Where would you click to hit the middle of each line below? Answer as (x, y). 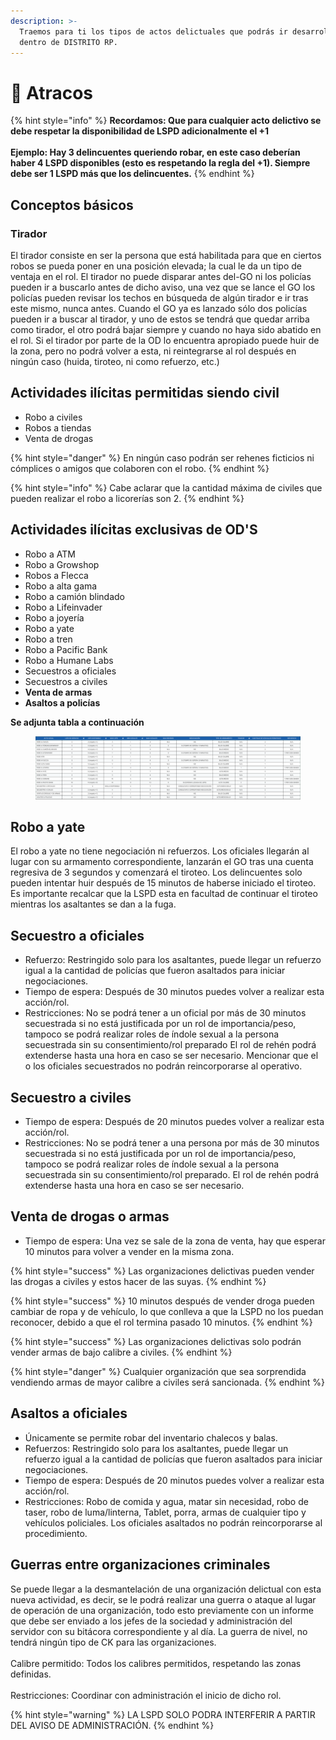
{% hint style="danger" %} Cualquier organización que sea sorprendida (158, 1371)
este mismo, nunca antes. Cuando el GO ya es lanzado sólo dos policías (159, 308)
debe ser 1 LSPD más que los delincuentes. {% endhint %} (132, 174)
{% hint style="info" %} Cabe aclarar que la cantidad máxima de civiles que (166, 487)
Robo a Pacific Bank (66, 649)
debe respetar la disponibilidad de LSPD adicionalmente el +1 (140, 131)
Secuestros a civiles (66, 681)
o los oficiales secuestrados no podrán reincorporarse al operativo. (163, 1066)
